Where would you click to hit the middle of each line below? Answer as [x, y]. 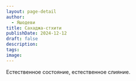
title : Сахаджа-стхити [34, 28]
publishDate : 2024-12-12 [37, 33]
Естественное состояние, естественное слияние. [68, 72]
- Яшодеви [23, 22]
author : [16, 17]
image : [14, 55]
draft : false [22, 39]
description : [22, 45]
